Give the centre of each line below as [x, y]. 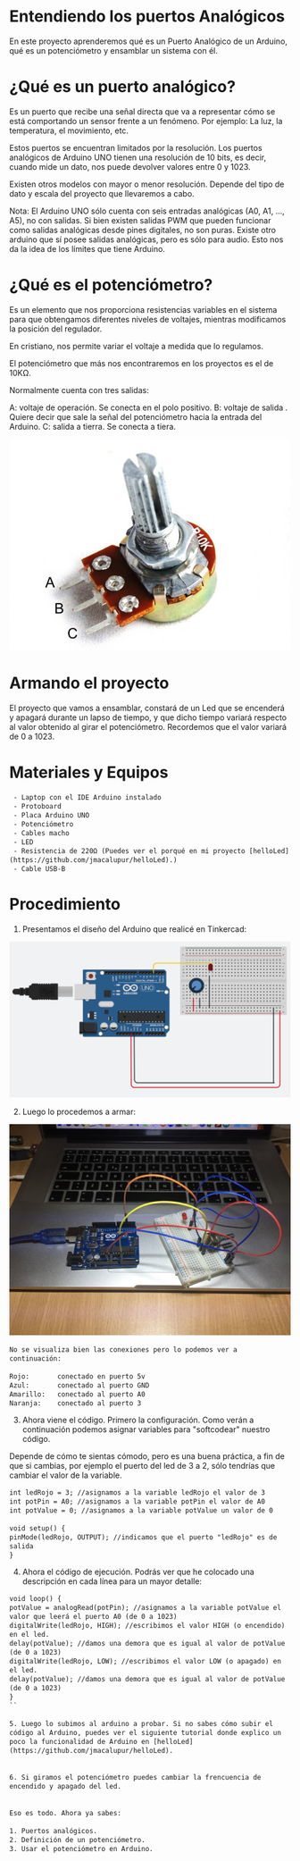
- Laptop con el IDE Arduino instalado [87, 797]
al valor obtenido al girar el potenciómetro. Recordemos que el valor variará [148, 726]
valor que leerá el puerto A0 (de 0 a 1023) [93, 1617]
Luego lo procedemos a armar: [79, 1112]
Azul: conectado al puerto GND [79, 1386]
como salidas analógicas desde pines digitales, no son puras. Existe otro [143, 230]
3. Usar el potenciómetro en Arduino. [81, 1849]
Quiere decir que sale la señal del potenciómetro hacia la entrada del [136, 416]
